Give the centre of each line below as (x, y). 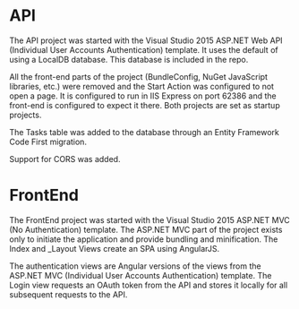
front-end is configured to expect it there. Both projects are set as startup (145, 105)
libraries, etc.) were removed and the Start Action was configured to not (142, 86)
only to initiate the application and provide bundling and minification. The (144, 239)
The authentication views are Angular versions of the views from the (135, 266)
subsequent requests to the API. (68, 294)
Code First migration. (48, 142)
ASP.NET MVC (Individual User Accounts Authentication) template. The (141, 275)
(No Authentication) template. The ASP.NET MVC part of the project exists (146, 229)
